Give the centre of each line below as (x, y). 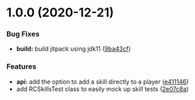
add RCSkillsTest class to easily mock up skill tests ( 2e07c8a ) (102, 89)
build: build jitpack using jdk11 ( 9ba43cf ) (73, 49)
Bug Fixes (23, 34)
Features (21, 66)
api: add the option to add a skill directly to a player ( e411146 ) (102, 82)
